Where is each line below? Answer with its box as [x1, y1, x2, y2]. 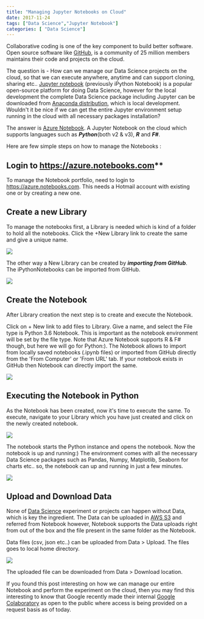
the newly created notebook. [6, 419, 79, 427]
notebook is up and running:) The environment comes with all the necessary [6, 449, 198, 456]
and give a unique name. [6, 236, 68, 243]
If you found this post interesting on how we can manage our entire [6, 580, 175, 587]
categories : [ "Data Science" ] [6, 26, 86, 32]
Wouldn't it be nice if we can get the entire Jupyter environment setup [6, 106, 182, 113]
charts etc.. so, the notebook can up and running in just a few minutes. [6, 462, 184, 469]
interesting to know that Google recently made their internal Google [6, 593, 175, 600]
